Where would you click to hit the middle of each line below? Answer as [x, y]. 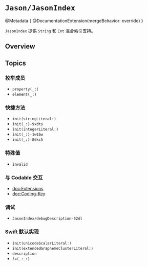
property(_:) [25, 89]
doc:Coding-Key [29, 194]
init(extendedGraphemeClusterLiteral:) [53, 248]
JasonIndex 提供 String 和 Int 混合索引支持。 [50, 31]
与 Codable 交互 [24, 177]
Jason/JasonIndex [40, 8]
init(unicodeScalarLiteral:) [42, 243]
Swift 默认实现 [22, 232]
